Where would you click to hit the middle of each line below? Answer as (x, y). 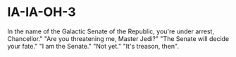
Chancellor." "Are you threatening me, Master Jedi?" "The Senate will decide (118, 38)
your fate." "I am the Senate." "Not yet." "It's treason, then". (93, 46)
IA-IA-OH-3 (42, 12)
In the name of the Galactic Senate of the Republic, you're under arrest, (111, 31)
